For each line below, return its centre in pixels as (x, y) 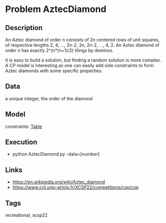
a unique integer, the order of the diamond (49, 98)
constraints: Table (24, 126)
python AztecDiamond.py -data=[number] (56, 154)
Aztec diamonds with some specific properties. (54, 71)
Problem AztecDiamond (56, 9)
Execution (21, 142)
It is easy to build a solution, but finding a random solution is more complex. (83, 60)
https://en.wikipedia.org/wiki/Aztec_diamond (59, 182)
